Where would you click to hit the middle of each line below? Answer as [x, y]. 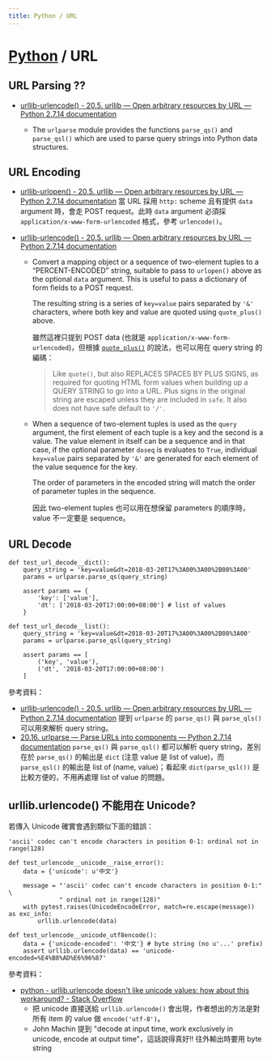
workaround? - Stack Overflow [71, 999]
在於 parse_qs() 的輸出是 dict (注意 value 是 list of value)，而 [122, 757]
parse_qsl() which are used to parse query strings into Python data [145, 138]
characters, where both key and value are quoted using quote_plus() [147, 312]
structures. [50, 147]
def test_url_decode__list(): [59, 627]
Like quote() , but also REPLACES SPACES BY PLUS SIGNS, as [155, 374]
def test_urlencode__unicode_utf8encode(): [83, 935]
